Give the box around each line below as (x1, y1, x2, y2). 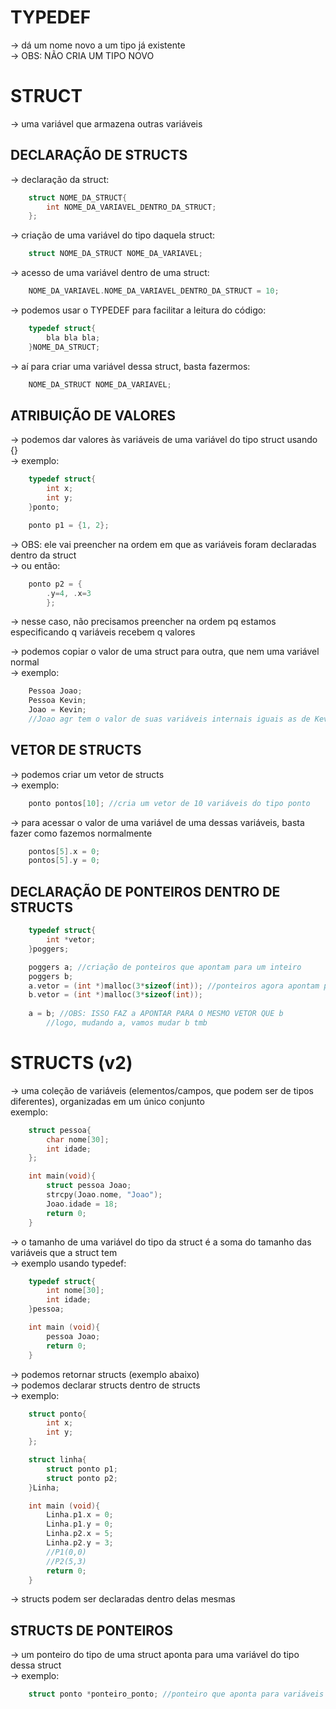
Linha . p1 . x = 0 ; (46, 1510, 114, 1520)
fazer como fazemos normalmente (10, 827, 153, 839)
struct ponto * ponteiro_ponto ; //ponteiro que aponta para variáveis (28, 1689, 325, 1700)
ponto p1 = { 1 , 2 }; (28, 520, 110, 530)
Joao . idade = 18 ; (46, 1199, 118, 1209)
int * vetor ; (46, 935, 97, 945)
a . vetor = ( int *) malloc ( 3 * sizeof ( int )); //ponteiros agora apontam (28, 981, 320, 991)
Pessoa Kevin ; (28, 696, 87, 706)
